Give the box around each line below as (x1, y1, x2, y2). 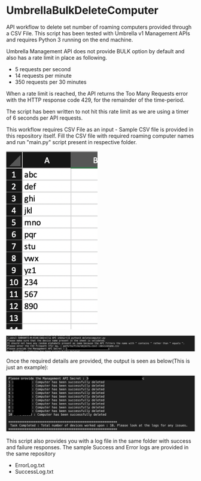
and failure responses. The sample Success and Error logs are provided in (6, 444, 189, 451)
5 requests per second (14, 65, 71, 72)
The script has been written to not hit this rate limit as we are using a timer (6, 108, 190, 115)
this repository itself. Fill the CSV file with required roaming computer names (6, 132, 194, 139)
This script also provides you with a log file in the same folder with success (6, 437, 191, 445)
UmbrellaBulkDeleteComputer (6, 4, 159, 17)
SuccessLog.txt (14, 468, 54, 476)
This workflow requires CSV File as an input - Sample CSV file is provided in (6, 126, 194, 133)
